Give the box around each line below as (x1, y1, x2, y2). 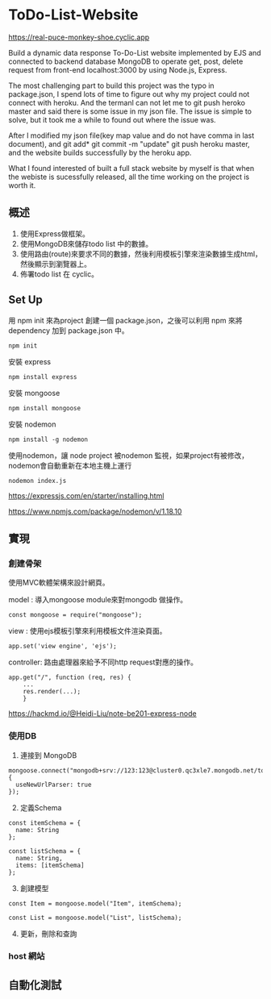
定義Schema (19, 802, 62, 812)
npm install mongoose (8, 404, 81, 412)
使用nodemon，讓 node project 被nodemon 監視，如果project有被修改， (8, 450, 249, 460)
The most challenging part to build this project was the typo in (8, 81, 215, 90)
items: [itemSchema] (15, 861, 85, 869)
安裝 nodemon (8, 419, 56, 429)
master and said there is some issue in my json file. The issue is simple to (8, 106, 252, 116)
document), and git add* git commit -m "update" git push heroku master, (8, 139, 250, 148)
